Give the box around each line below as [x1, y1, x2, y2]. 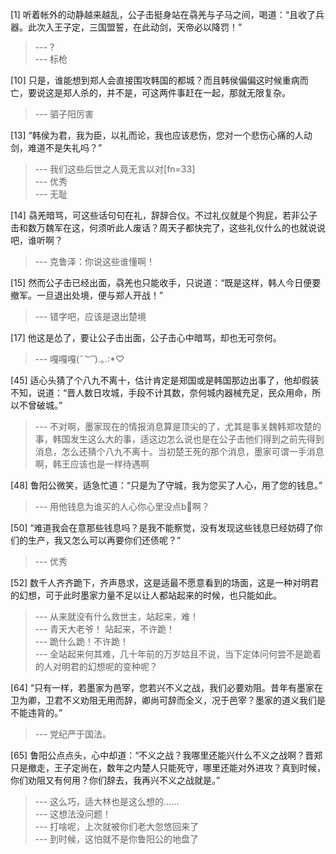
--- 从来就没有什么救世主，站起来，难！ [34, 611, 200, 622]
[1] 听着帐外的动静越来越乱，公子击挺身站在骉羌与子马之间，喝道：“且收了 [10, 9, 317, 20]
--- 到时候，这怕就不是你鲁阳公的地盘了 [34, 833, 200, 845]
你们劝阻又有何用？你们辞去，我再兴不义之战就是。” [10, 774, 221, 786]
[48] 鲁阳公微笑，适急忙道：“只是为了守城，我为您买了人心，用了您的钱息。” [10, 479, 323, 491]
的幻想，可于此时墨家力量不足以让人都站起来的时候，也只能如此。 [10, 589, 282, 601]
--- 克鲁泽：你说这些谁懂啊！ [34, 256, 156, 267]
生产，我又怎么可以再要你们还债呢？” [27, 534, 182, 546]
